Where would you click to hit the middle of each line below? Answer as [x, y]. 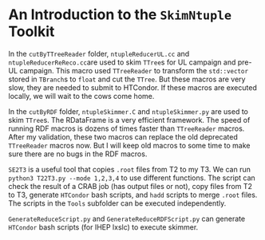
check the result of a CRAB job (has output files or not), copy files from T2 [131, 186]
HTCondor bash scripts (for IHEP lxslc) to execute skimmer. [103, 227]
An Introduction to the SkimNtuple [120, 15]
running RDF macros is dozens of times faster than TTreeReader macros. [127, 128]
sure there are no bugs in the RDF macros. [78, 154]
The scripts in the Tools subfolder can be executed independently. [117, 203]
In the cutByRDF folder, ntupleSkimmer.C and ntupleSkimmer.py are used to [129, 111]
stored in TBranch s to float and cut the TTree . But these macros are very [127, 79]
